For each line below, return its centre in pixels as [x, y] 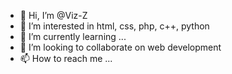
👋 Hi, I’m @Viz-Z [53, 15]
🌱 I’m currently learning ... [73, 36]
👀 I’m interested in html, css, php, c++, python [114, 26]
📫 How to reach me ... [66, 58]
